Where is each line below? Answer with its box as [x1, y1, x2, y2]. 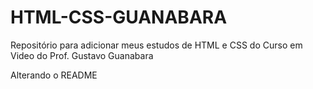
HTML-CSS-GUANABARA [10, 6, 228, 29]
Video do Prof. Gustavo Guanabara [10, 49, 154, 61]
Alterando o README [10, 69, 98, 81]
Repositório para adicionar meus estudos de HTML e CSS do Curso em [10, 39, 303, 51]
